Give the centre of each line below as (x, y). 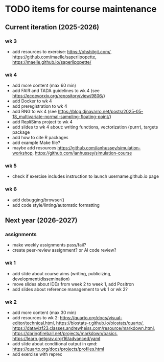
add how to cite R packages (40, 138)
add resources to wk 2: (35, 318)
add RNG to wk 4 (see (35, 112)
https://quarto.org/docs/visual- (91, 318)
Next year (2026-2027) (41, 221)
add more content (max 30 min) (44, 313)
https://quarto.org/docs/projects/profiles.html (58, 349)
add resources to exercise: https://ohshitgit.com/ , (62, 51)
